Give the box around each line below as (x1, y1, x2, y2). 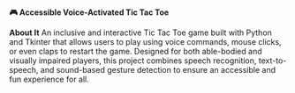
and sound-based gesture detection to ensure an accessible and (40, 65, 276, 75)
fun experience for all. (9, 74, 90, 84)
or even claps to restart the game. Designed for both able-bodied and (9, 46, 262, 56)
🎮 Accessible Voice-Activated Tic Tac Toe (9, 7, 170, 18)
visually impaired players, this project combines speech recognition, (9, 55, 257, 66)
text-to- (258, 55, 287, 66)
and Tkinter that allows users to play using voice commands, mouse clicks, (9, 37, 282, 46)
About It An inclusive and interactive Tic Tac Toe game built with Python (9, 27, 272, 38)
